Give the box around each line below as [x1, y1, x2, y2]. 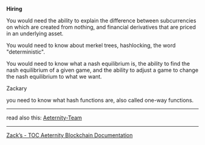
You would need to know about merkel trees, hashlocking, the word [6, 42, 176, 49]
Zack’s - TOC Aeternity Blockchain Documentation [6, 132, 133, 139]
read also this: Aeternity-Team [6, 114, 82, 121]
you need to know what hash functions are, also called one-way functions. [6, 97, 194, 104]
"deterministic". [6, 48, 46, 55]
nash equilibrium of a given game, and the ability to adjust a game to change [6, 66, 199, 74]
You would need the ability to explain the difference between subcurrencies [6, 17, 196, 24]
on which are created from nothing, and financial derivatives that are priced [6, 24, 196, 30]
